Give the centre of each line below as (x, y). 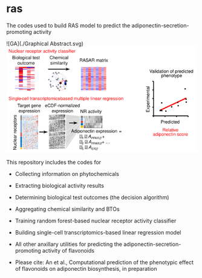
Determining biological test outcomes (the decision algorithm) (92, 197)
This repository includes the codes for (54, 162)
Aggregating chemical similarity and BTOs (67, 209)
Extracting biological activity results (60, 186)
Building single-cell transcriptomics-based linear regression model (98, 232)
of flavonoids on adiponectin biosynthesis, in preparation (86, 268)
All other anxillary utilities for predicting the (69, 244)
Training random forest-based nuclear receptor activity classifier (96, 221)
